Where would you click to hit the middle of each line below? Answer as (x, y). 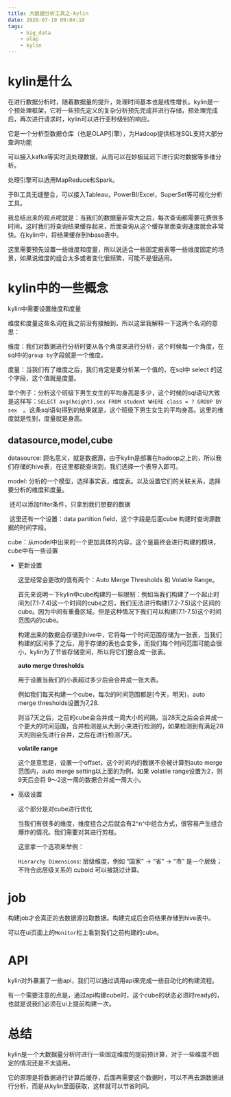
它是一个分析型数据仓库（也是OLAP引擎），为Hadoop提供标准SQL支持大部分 (115, 133)
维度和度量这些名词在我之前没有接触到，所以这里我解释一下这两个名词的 (110, 323)
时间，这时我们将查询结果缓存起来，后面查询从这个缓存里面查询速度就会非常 (116, 226)
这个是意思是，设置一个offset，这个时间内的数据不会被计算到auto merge (120, 762)
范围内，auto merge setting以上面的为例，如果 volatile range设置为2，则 (120, 771)
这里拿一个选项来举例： (51, 846)
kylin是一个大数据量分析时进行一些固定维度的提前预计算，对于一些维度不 (110, 1054)
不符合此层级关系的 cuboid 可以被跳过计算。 (80, 870)
